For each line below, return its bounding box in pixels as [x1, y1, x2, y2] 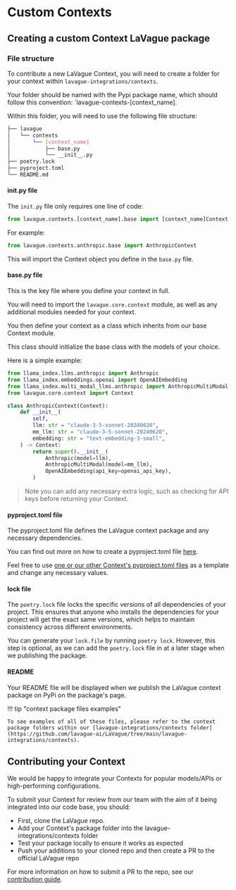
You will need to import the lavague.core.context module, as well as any [7, 300, 218, 309]
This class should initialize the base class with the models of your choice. [7, 342, 221, 351]
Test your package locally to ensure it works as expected [17, 839, 184, 848]
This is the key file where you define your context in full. [7, 287, 170, 295]
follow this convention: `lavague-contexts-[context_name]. [7, 98, 178, 106]
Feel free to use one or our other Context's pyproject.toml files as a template [7, 561, 229, 569]
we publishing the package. [7, 651, 88, 660]
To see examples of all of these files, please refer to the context [7, 718, 216, 725]
